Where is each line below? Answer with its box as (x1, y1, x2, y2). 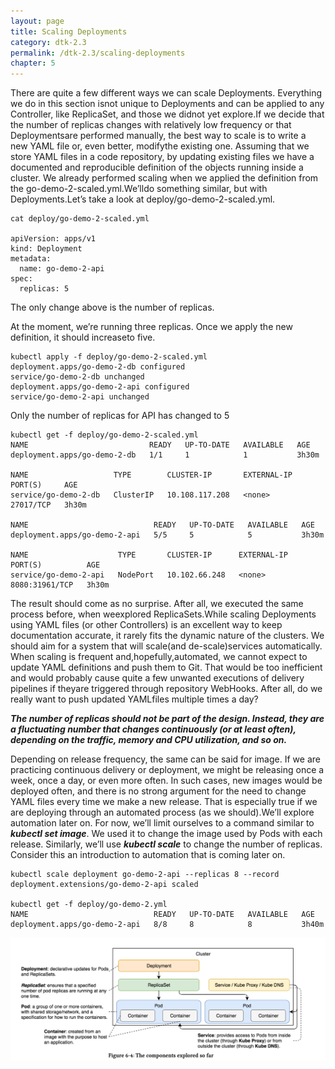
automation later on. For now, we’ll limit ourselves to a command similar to (10, 817, 315, 829)
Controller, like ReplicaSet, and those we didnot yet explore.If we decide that (10, 108, 325, 120)
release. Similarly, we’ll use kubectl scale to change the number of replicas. (10, 838, 323, 850)
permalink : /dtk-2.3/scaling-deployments (10, 48, 186, 58)
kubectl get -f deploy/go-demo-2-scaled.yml (10, 430, 199, 440)
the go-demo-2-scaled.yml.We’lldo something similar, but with (10, 183, 268, 195)
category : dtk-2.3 (10, 37, 87, 47)
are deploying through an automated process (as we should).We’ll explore (10, 806, 315, 819)
